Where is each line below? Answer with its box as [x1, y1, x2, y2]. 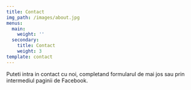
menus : [6, 20, 23, 26]
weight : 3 [17, 48, 42, 54]
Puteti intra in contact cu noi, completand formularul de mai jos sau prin [6, 70, 185, 77]
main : [12, 25, 26, 32]
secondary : [12, 37, 39, 43]
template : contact [6, 54, 53, 60]
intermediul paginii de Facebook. [6, 77, 88, 84]
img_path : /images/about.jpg [6, 14, 80, 21]
